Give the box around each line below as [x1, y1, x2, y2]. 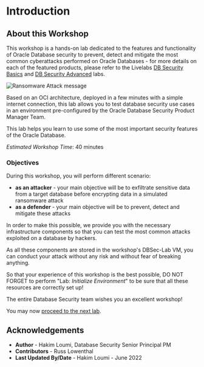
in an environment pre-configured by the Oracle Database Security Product [6, 107, 195, 114]
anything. [6, 259, 30, 267]
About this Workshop [6, 29, 89, 39]
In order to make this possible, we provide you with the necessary [6, 222, 171, 229]
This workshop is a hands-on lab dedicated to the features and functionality [6, 44, 196, 52]
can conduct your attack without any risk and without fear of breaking [6, 253, 181, 260]
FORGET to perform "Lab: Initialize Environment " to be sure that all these [6, 278, 188, 285]
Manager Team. [6, 114, 46, 120]
